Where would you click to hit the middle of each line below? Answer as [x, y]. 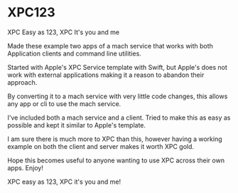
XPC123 [31, 12]
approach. [22, 82]
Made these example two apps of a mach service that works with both [110, 46]
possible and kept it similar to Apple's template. [77, 125]
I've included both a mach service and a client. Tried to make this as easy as [119, 118]
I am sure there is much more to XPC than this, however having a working [115, 139]
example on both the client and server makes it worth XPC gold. [101, 146]
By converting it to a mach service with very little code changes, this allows [118, 96]
